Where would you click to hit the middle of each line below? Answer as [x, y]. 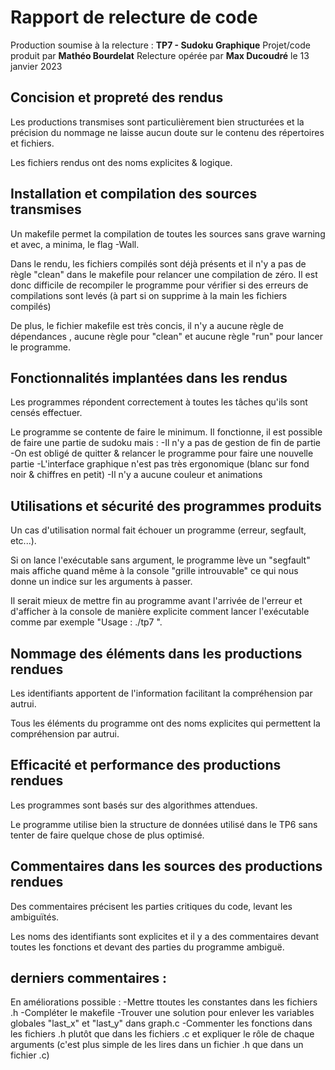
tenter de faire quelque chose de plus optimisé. [107, 835]
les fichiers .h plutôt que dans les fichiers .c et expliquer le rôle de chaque [162, 1034]
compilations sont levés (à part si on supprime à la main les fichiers [149, 295]
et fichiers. [32, 143]
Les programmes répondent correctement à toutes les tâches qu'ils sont [159, 402]
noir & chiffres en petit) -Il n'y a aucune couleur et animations [136, 475]
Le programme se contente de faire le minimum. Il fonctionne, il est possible [166, 432]
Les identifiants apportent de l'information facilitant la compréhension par [161, 693]
